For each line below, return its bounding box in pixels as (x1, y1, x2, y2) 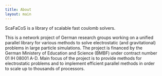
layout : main (5, 12, 32, 17)
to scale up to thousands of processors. (5, 65, 85, 71)
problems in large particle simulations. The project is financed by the (5, 45, 143, 51)
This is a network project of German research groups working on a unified (5, 35, 154, 40)
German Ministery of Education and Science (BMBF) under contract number (5, 50, 157, 56)
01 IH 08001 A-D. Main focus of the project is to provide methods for (5, 55, 142, 61)
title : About (5, 7, 32, 12)
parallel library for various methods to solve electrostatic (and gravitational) (5, 39, 156, 45)
